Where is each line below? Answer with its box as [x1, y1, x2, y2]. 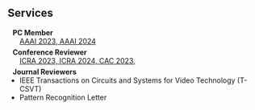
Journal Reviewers [12, 67, 77, 76]
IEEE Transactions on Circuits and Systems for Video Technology [19, 75, 236, 85]
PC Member [12, 27, 53, 37]
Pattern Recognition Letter [19, 92, 107, 102]
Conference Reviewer [12, 47, 87, 57]
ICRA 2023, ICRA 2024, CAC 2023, [19, 55, 136, 65]
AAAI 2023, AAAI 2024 [19, 36, 96, 46]
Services [7, 6, 54, 20]
